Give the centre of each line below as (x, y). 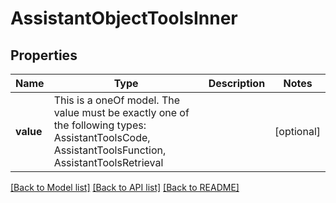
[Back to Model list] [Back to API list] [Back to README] (125, 187)
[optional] (297, 131)
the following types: (100, 125)
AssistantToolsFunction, (110, 150)
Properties (44, 55)
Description (237, 83)
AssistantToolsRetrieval (108, 162)
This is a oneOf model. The (117, 100)
